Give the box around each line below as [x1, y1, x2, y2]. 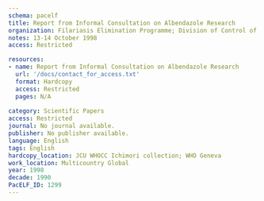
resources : [8, 56, 44, 64]
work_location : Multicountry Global [8, 159, 129, 167]
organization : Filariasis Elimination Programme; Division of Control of [8, 26, 258, 34]
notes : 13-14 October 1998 [8, 33, 98, 42]
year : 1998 [8, 166, 44, 175]
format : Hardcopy [15, 77, 73, 86]
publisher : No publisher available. [8, 129, 129, 137]
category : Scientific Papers [8, 107, 105, 115]
